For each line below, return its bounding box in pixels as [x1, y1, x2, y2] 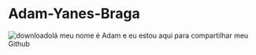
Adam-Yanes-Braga [8, 5, 140, 23]
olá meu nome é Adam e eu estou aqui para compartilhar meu [47, 31, 249, 40]
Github [8, 38, 30, 48]
